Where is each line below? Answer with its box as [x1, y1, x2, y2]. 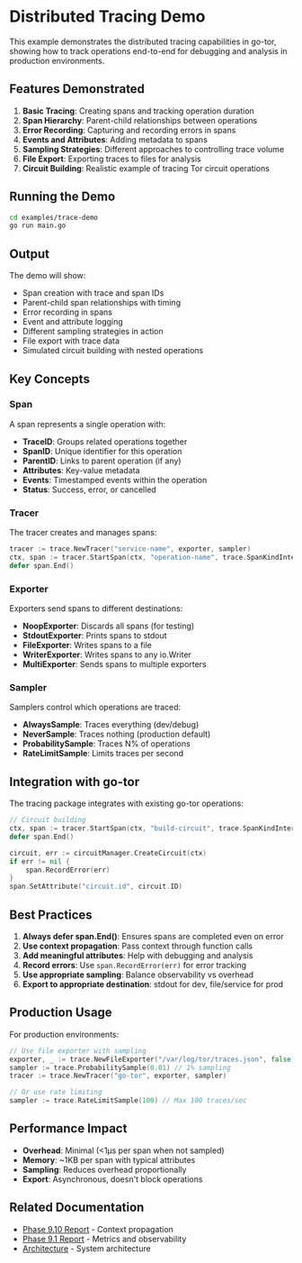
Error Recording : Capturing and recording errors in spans [22, 124, 236, 135]
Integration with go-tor [9, 773, 140, 790]
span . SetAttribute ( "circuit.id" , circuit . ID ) [9, 882, 182, 892]
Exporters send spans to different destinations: [9, 603, 183, 614]
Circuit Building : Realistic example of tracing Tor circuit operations [22, 162, 270, 173]
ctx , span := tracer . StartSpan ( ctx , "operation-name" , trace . [9, 553, 247, 562]
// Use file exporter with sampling [9, 1046, 147, 1056]
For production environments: [9, 1029, 120, 1039]
